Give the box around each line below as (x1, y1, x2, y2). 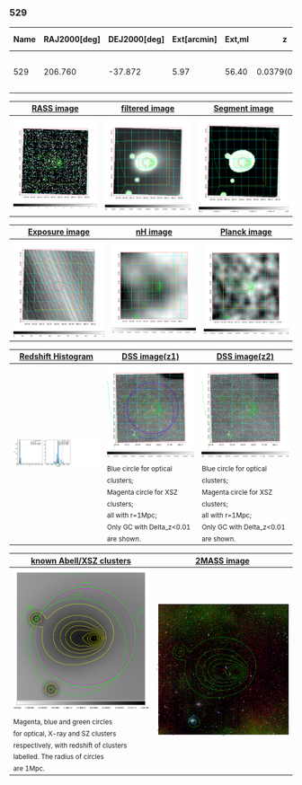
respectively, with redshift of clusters (13, 741, 128, 750)
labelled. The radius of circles (13, 753, 105, 762)
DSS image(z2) (216, 351, 274, 362)
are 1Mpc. (13, 764, 45, 773)
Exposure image (27, 226, 90, 237)
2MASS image (195, 555, 250, 566)
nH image (135, 226, 173, 237)
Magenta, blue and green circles (13, 717, 113, 727)
